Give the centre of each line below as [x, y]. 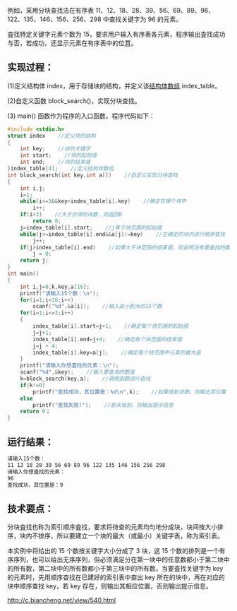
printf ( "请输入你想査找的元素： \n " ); [69, 366]
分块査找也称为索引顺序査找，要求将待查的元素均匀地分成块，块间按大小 [112, 527]
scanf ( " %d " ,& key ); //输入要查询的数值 [78, 372]
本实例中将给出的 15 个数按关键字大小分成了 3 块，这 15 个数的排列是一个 [114, 551]
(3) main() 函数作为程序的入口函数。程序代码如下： [81, 116]
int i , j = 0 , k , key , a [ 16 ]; [55, 287]
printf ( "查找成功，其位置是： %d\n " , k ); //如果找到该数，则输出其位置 [129, 392]
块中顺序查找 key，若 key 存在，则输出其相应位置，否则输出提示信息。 [110, 586]
